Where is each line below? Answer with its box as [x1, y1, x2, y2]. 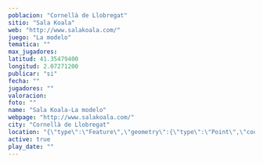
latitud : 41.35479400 [8, 56, 79, 63]
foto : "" [8, 99, 37, 107]
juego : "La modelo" [8, 33, 72, 42]
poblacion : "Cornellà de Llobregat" [8, 11, 128, 20]
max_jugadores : [8, 48, 58, 56]
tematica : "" [8, 41, 51, 49]
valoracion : [8, 92, 47, 100]
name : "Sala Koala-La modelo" [8, 107, 107, 114]
